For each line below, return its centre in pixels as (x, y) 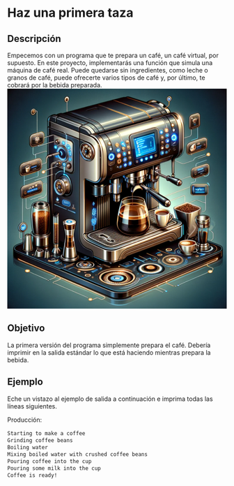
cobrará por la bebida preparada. (55, 85)
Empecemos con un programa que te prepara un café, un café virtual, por (113, 55)
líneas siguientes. (32, 406)
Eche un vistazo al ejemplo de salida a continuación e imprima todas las (110, 399)
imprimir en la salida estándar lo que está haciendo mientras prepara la (109, 352)
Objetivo (26, 329)
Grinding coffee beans (40, 440)
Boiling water (28, 447)
